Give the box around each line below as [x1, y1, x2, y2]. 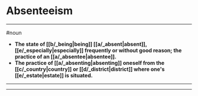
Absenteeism [6, 4, 73, 18]
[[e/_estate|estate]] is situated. [14, 72, 93, 79]
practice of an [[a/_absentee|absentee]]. [14, 53, 117, 60]
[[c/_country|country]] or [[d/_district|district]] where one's [14, 65, 165, 72]
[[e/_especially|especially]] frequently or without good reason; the [14, 47, 182, 54]
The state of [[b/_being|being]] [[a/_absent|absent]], [14, 40, 147, 48]
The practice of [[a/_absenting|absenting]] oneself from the [14, 59, 165, 66]
